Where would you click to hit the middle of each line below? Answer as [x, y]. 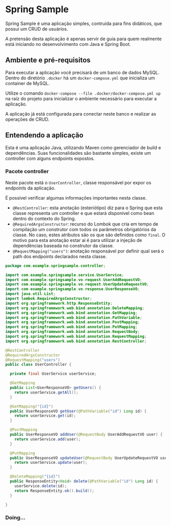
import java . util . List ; [31, 294]
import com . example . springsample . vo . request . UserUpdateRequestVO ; [77, 284]
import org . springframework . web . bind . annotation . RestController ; [76, 341]
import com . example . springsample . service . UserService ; [65, 275]
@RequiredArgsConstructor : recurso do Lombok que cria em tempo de [85, 224]
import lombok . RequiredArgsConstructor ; [49, 299]
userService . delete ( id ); [41, 486]
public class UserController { [38, 365]
